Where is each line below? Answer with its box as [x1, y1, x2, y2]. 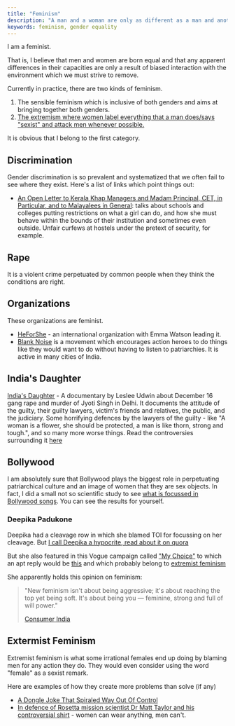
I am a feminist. [7, 43, 51, 51]
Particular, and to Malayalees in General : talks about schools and [17, 201, 204, 210]
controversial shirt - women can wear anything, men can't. [17, 711, 187, 719]
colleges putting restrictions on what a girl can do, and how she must [17, 209, 217, 217]
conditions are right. [7, 278, 65, 286]
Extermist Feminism [7, 635, 96, 647]
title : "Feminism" [7, 10, 61, 18]
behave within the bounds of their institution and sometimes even [17, 217, 206, 225]
